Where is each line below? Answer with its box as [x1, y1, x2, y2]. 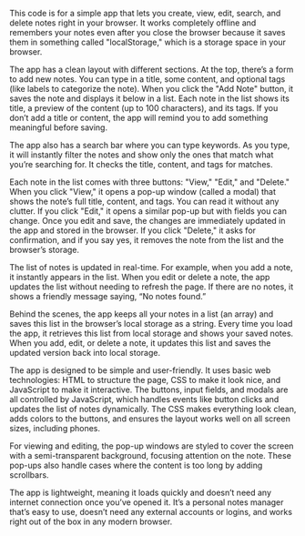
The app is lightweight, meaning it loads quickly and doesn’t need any [9, 487, 271, 498]
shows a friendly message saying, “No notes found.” [9, 291, 207, 301]
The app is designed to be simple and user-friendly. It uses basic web [9, 365, 271, 376]
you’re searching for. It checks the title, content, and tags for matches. [9, 159, 273, 169]
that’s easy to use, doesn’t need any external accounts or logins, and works [9, 507, 293, 517]
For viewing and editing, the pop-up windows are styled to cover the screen [9, 440, 294, 451]
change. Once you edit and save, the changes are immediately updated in [9, 216, 286, 226]
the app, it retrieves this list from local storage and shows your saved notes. [9, 328, 294, 339]
